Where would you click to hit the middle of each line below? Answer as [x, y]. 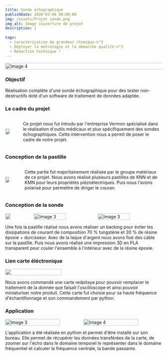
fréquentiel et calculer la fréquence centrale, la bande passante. [71, 349]
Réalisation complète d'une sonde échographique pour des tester [72, 90]
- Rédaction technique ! [35, 51]
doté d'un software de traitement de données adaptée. [84, 95]
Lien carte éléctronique [34, 261]
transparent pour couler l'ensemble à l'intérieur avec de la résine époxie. [80, 248]
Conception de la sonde [34, 205]
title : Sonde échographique [34, 10]
